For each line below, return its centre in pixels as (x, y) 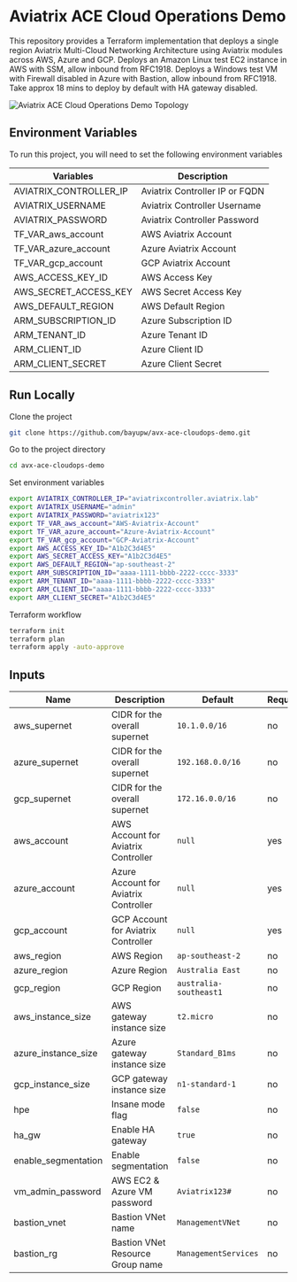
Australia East (209, 970)
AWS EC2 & (135, 1181)
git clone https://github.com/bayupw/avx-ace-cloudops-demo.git (130, 432)
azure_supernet (46, 762)
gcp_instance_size (52, 1085)
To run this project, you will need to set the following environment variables (146, 154)
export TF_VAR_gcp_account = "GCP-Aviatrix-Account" (104, 540)
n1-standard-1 (206, 1085)
